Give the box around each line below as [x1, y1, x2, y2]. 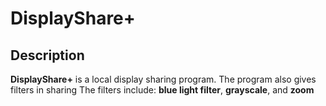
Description [10, 47, 85, 64]
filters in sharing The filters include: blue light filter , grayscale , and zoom [10, 84, 315, 96]
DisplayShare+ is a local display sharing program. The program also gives [10, 73, 317, 85]
